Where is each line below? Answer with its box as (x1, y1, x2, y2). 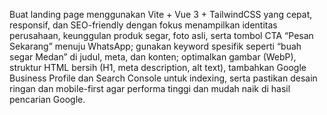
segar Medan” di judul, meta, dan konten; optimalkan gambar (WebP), (9, 51, 297, 63)
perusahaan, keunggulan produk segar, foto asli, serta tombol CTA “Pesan (9, 30, 314, 41)
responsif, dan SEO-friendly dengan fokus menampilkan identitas (9, 19, 278, 31)
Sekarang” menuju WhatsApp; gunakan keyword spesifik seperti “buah (9, 40, 302, 52)
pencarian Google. (9, 94, 86, 105)
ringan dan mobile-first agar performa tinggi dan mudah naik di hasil (9, 83, 291, 94)
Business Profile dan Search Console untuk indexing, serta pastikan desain (9, 72, 318, 84)
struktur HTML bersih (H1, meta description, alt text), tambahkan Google (9, 62, 307, 73)
